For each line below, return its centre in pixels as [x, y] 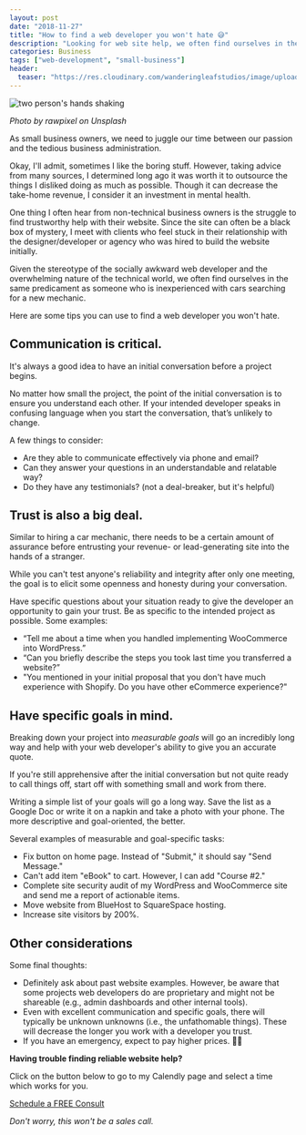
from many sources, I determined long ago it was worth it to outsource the [149, 175]
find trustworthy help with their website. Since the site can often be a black [150, 222]
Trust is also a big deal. [76, 515]
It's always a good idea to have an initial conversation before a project [141, 366]
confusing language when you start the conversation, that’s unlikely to [141, 413]
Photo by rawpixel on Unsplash [68, 120]
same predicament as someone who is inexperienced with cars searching [148, 288]
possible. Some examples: [59, 621]
